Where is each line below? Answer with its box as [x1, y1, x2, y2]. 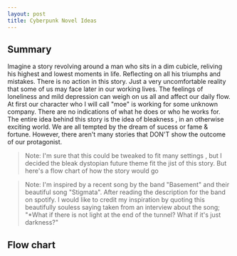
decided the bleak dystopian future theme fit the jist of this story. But [24, 159, 227, 168]
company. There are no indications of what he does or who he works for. [7, 107, 221, 116]
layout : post [7, 10, 46, 18]
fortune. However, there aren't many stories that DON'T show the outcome [7, 130, 226, 139]
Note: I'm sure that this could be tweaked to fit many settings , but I [24, 151, 222, 160]
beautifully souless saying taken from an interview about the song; [24, 203, 221, 212]
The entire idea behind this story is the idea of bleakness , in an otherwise [7, 115, 224, 124]
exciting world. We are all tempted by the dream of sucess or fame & [7, 122, 209, 132]
